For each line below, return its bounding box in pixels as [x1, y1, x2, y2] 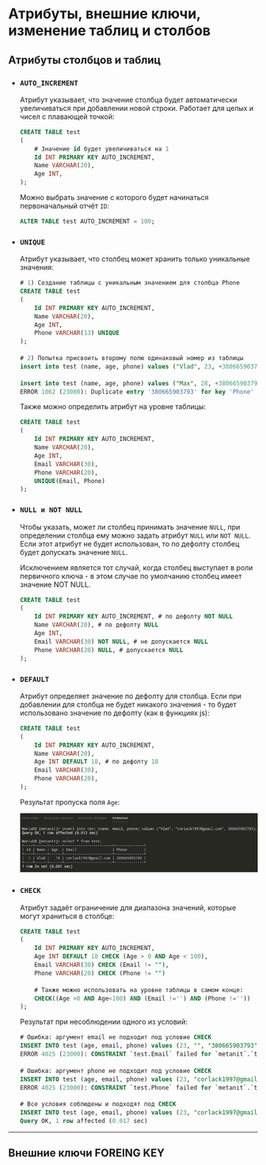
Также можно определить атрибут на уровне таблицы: [19, 402, 207, 412]
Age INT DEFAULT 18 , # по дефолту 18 [34, 758, 159, 766]
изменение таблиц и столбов [8, 21, 211, 40]
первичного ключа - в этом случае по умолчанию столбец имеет [19, 571, 242, 581]
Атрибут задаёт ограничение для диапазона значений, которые [19, 902, 237, 912]
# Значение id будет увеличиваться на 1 [34, 144, 169, 153]
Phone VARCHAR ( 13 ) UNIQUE [34, 329, 120, 337]
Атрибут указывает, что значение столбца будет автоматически [19, 94, 237, 104]
